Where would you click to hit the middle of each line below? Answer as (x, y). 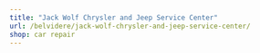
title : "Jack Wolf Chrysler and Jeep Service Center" (114, 18)
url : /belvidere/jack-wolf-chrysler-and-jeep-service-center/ (130, 26)
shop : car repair (42, 34)
